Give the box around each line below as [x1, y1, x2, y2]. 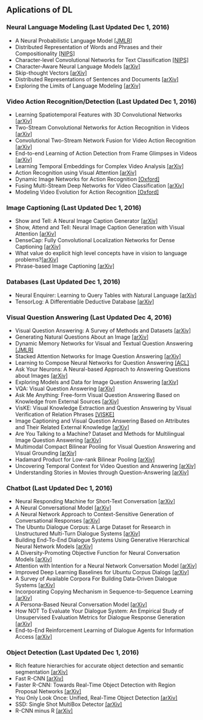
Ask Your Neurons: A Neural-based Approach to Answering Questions [15, 365, 191, 373]
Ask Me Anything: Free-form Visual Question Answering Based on [15, 391, 180, 398]
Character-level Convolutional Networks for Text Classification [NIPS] [15, 56, 189, 63]
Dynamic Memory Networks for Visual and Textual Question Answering [15, 339, 193, 347]
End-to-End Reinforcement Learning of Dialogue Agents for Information [15, 627, 194, 634]
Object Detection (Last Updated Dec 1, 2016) [6, 648, 139, 657]
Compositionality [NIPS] [15, 50, 75, 57]
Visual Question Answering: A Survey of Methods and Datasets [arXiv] [15, 327, 191, 334]
